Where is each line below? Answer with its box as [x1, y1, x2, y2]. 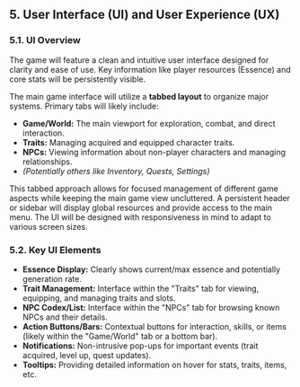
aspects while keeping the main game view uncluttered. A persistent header [9, 192, 290, 203]
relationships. [22, 156, 73, 167]
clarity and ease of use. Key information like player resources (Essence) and [9, 64, 291, 75]
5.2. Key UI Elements [9, 243, 101, 256]
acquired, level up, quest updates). [22, 349, 152, 360]
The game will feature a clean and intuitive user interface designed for [9, 54, 269, 66]
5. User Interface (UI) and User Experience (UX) [9, 7, 280, 22]
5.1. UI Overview [9, 34, 81, 47]
